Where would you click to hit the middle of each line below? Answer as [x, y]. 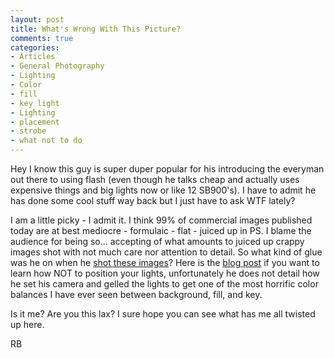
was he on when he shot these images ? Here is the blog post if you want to [165, 262]
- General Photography [57, 66]
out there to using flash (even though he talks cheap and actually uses [155, 179]
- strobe [28, 131]
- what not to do [46, 141]
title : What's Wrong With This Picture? [96, 29]
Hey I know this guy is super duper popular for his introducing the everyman [167, 169]
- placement [35, 122]
